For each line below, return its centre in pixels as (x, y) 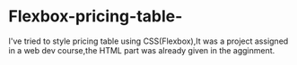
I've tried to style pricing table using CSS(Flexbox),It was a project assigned (148, 41)
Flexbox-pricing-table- (96, 16)
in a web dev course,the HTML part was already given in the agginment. (142, 50)
